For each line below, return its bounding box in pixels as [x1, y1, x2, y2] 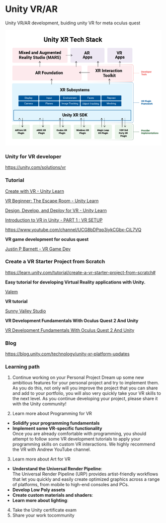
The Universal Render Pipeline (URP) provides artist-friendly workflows [12, 471, 158, 477]
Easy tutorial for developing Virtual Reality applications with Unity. [5, 279, 146, 285]
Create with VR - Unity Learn [5, 188, 65, 194]
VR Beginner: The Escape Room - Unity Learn [5, 198, 99, 204]
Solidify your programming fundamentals [12, 420, 100, 426]
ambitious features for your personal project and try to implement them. [12, 380, 159, 386]
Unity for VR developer [5, 153, 62, 160]
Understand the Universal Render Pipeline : [12, 466, 103, 472]
